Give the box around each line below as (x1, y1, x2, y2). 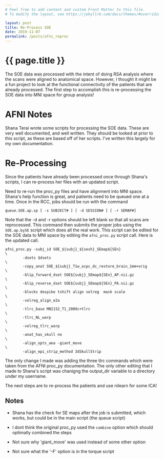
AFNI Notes (5, 109, 53, 120)
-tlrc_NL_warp (22, 315, 51, 320)
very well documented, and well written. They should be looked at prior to (5, 130, 153, 136)
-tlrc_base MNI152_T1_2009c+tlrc (22, 306, 91, 311)
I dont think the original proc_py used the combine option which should (12, 424, 153, 430)
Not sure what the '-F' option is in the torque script (12, 448, 115, 454)
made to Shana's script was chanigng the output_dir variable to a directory (5, 368, 155, 374)
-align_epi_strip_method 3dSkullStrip (22, 349, 102, 354)
